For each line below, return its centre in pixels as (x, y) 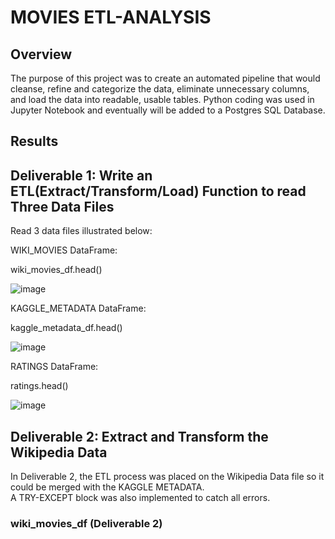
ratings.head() (39, 386)
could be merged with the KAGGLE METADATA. (107, 487)
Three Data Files (62, 206)
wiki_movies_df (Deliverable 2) (86, 523)
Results (34, 141)
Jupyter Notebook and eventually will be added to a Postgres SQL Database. (168, 110)
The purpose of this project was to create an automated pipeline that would (165, 78)
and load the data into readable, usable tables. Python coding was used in (162, 99)
